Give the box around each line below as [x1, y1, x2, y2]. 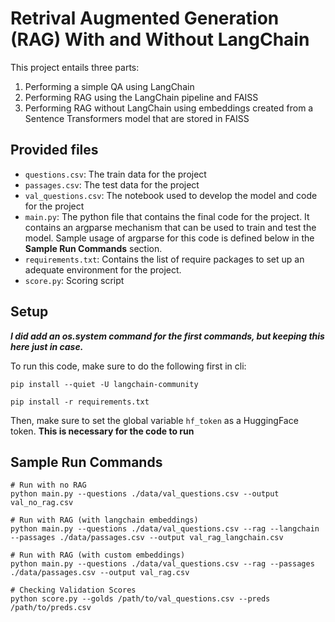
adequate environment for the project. [24, 263, 182, 276]
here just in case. [10, 340, 84, 352]
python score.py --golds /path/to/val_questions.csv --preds [10, 594, 271, 604]
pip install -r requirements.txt [10, 397, 150, 407]
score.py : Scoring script [24, 274, 125, 286]
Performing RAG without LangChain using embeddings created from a [24, 102, 314, 114]
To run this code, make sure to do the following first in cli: [10, 360, 247, 372]
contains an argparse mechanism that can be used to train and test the [24, 221, 317, 233]
